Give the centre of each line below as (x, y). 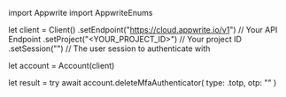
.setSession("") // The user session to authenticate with (109, 48)
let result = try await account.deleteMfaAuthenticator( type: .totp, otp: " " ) (143, 82)
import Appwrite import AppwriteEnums (81, 13)
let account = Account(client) (62, 66)
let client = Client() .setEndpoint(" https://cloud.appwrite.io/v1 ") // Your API (143, 30)
